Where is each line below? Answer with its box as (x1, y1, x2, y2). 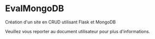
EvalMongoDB (5, 3, 64, 14)
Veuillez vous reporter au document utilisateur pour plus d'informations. (5, 28, 151, 34)
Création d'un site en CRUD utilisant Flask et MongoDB (5, 19, 116, 25)
